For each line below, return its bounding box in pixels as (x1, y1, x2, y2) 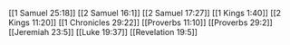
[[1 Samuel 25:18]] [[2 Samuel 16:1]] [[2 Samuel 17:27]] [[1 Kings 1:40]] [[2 (8, 8, 282, 18)
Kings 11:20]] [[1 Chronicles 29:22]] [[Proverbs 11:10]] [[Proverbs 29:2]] (8, 17, 273, 28)
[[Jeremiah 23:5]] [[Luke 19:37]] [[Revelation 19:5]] (8, 27, 198, 37)
